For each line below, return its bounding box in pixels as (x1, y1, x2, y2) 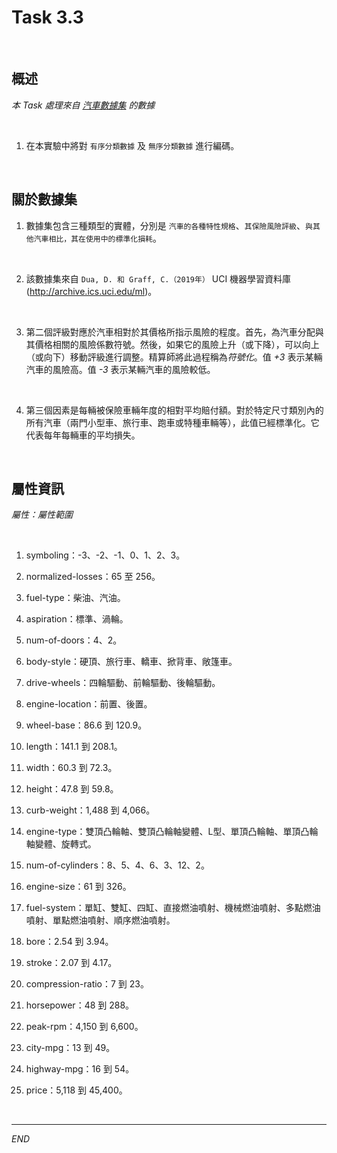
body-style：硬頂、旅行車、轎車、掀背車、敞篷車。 (25, 656, 238, 668)
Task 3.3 (11, 6, 84, 29)
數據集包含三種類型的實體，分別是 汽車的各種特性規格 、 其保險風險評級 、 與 (25, 219, 313, 231)
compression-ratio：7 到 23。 (25, 978, 149, 990)
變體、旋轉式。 (34, 838, 97, 850)
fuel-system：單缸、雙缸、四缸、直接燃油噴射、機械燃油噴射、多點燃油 (25, 902, 321, 914)
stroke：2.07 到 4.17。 (25, 957, 118, 969)
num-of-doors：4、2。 (25, 634, 123, 646)
